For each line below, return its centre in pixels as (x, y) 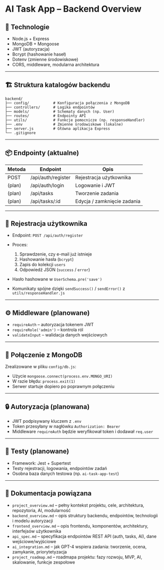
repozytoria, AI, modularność (41, 510)
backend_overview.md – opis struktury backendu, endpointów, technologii (85, 515)
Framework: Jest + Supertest (41, 463)
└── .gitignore (20, 133)
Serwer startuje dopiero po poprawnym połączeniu (63, 387)
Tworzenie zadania (97, 193)
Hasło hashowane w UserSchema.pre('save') (57, 279)
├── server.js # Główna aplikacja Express (58, 128)
